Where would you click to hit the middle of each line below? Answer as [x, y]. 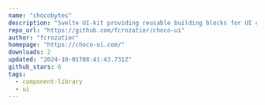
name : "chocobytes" [40, 15]
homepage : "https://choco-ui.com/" [67, 45]
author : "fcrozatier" [44, 37]
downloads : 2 [30, 52]
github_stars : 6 [35, 67]
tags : [17, 74]
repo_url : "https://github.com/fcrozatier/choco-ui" [97, 30]
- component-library [49, 81]
